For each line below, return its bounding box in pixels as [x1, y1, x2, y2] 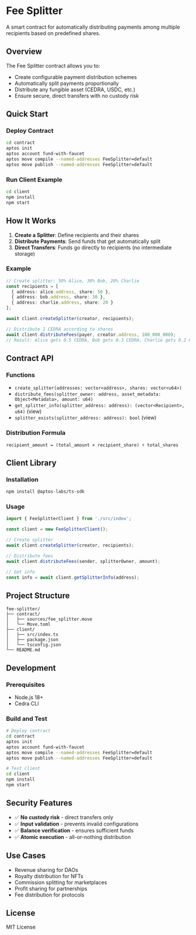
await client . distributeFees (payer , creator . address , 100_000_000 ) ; [6, 332, 176, 338]
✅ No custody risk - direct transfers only [14, 813, 114, 820]
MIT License [6, 923, 36, 931]
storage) [14, 250, 35, 257]
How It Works [6, 216, 57, 226]
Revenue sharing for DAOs [14, 866, 79, 873]
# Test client [6, 765, 41, 772]
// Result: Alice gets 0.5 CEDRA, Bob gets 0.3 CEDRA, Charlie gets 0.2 [6, 337, 187, 343]
